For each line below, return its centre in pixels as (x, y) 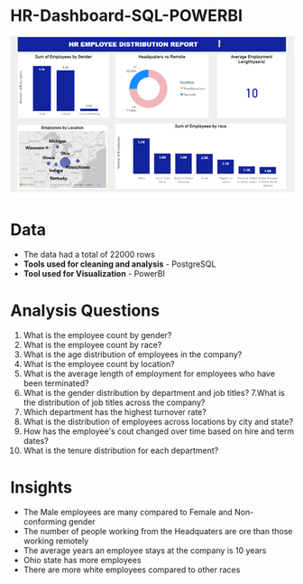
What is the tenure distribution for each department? (121, 451)
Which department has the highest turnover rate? (115, 412)
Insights (41, 487)
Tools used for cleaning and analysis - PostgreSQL (119, 264)
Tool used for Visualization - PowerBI (94, 274)
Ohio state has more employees (83, 560)
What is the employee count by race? (92, 345)
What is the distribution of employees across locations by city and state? (158, 422)
